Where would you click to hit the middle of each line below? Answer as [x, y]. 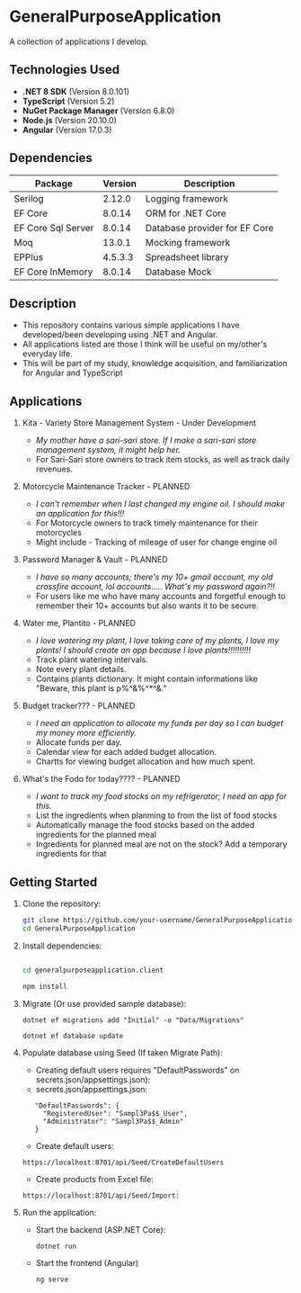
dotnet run [56, 1246]
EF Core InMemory [53, 272]
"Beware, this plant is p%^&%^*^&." [101, 688]
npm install [44, 986]
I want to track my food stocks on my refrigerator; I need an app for [161, 796]
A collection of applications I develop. [79, 41]
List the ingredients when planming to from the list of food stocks [156, 815]
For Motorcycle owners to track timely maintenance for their [146, 523]
